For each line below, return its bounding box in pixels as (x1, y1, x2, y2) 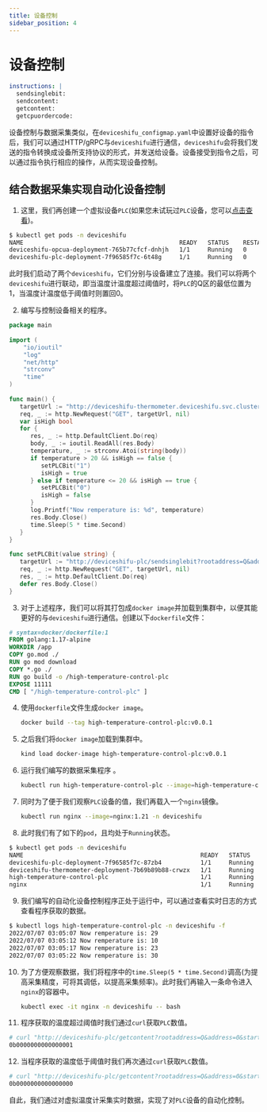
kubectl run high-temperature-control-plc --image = (20, 781, 195, 789)
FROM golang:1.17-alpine (9, 636, 91, 644)
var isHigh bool (19, 417, 74, 425)
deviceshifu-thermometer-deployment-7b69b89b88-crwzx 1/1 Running (9, 866, 254, 874)
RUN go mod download (9, 658, 78, 666)
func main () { (9, 395, 56, 403)
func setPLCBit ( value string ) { (9, 550, 116, 559)
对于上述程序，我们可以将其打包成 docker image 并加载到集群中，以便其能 (20, 602, 258, 612)
